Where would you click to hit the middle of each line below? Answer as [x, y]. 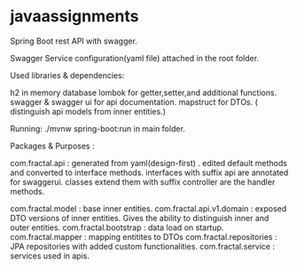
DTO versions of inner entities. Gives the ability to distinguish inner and [140, 218]
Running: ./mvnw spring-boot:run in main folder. [98, 128]
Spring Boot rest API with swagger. [74, 41]
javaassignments [74, 16]
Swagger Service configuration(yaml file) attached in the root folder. [135, 58]
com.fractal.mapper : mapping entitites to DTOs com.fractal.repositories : [144, 236]
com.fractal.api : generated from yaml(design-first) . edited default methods [148, 163]
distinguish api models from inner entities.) [88, 111]
